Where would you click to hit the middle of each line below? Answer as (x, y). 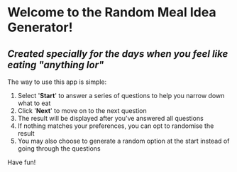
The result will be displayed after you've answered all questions (110, 118)
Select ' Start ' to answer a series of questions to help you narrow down (121, 96)
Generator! (40, 27)
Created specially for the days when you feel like (118, 54)
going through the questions (59, 149)
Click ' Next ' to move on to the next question (82, 111)
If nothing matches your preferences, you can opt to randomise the (116, 126)
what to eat (34, 103)
